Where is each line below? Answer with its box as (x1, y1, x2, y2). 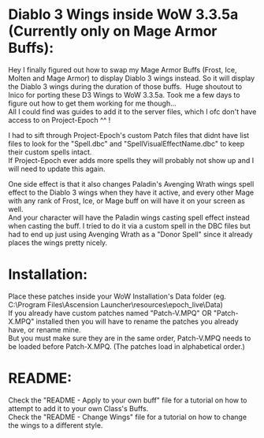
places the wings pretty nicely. (8, 238, 108, 247)
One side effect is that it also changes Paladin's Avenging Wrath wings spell (8, 179, 255, 188)
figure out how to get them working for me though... (8, 98, 177, 108)
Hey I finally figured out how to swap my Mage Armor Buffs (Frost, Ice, (8, 65, 237, 74)
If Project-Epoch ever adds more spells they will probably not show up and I (8, 155, 255, 165)
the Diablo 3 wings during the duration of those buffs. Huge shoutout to (8, 81, 243, 91)
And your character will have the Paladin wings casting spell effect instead (8, 213, 250, 222)
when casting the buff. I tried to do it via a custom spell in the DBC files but (8, 221, 251, 230)
